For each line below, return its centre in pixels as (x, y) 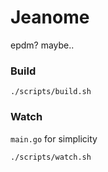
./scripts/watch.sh (51, 157)
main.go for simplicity (54, 138)
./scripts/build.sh (51, 92)
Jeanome (50, 17)
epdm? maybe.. (42, 45)
